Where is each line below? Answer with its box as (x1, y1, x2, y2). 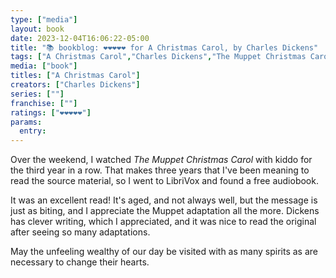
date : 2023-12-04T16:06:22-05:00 (10, 33, 150, 43)
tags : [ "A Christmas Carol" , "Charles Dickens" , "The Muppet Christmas (10, 52, 307, 62)
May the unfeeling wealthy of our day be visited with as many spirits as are (10, 246, 318, 258)
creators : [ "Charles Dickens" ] (10, 80, 141, 90)
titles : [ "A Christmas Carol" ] (10, 71, 141, 81)
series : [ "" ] (10, 89, 65, 99)
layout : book (10, 24, 65, 34)
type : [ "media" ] (10, 14, 78, 25)
